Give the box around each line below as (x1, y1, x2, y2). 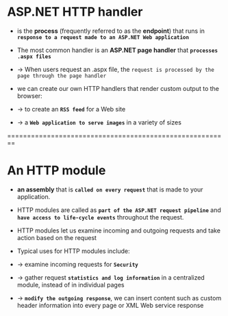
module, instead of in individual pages (16, 280, 125, 289)
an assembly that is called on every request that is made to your (16, 185, 203, 194)
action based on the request (16, 233, 97, 241)
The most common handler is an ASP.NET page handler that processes (16, 46, 218, 54)
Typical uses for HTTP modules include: (16, 247, 130, 255)
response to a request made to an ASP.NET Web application (16, 34, 190, 41)
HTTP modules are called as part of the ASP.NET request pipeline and (16, 206, 221, 214)
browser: (16, 92, 42, 100)
